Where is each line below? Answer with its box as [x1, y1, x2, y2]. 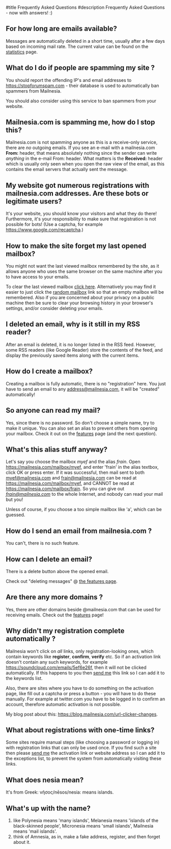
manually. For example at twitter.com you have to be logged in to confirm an [6, 696, 165, 702]
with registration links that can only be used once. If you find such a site [6, 745, 157, 751]
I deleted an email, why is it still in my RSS [6, 320, 140, 329]
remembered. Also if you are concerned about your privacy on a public [6, 295, 155, 301]
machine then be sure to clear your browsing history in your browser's [6, 300, 153, 306]
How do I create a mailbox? [6, 367, 93, 376]
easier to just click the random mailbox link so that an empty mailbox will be [6, 289, 164, 295]
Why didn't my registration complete [6, 627, 125, 635]
